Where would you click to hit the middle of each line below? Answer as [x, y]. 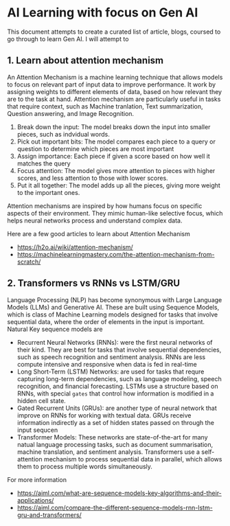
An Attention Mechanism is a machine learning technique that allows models [115, 77]
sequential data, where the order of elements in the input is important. [106, 321]
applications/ [35, 500]
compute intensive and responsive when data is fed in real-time [107, 364]
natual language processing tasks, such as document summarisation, [115, 444]
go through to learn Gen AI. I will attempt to [68, 38]
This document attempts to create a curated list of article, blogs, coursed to [114, 32]
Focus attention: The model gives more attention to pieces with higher [116, 170]
